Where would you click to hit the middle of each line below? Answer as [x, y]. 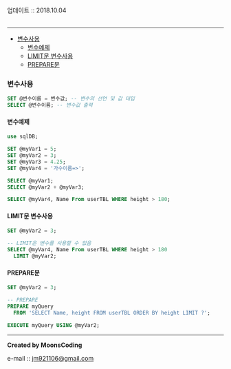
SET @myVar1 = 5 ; [32, 149]
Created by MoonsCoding [45, 345]
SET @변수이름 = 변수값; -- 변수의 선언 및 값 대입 [71, 99]
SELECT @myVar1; [30, 180]
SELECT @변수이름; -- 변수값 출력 [50, 105]
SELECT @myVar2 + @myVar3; [46, 187]
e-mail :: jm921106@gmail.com [51, 358]
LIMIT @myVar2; [35, 256]
